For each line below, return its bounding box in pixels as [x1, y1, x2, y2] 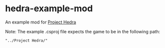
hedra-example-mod [5, 3, 93, 14]
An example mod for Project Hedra [5, 19, 76, 25]
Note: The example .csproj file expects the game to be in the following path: [5, 28, 161, 34]
